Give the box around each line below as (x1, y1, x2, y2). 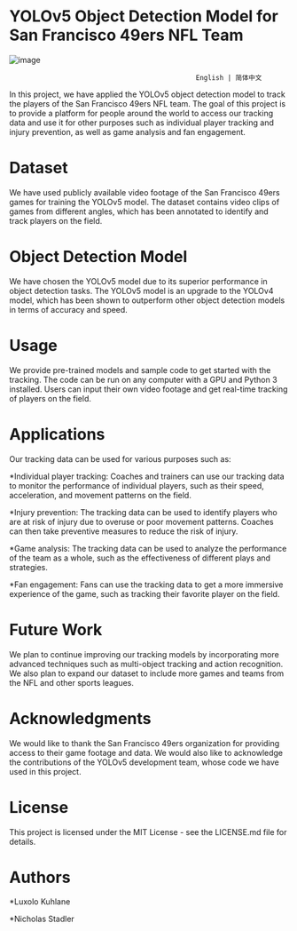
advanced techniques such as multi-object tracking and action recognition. (9, 658, 284, 669)
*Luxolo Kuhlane (9, 896, 71, 907)
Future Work (9, 619, 103, 640)
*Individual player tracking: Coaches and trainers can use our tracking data (9, 471, 285, 481)
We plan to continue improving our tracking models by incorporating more (9, 649, 279, 659)
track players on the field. (9, 215, 103, 226)
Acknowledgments (9, 708, 152, 728)
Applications (9, 424, 106, 444)
